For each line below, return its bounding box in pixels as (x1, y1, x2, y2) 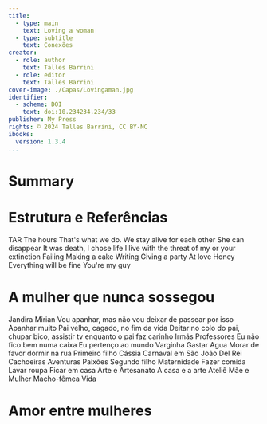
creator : (8, 49, 37, 57)
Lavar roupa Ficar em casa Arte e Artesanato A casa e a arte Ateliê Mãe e (8, 365, 249, 375)
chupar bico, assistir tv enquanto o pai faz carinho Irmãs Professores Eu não (8, 332, 260, 341)
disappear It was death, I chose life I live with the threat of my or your (8, 243, 236, 253)
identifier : (8, 93, 48, 101)
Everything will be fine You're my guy (8, 260, 131, 269)
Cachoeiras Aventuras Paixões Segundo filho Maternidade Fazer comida (8, 356, 246, 367)
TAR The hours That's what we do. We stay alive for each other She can (8, 234, 245, 244)
